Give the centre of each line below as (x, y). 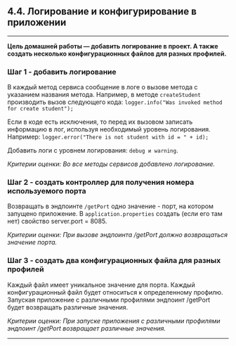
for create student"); (40, 109)
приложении (37, 23)
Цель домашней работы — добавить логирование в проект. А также (113, 46)
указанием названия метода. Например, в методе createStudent (104, 95)
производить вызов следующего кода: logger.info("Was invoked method (115, 102)
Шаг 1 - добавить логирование (62, 72)
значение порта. (32, 243)
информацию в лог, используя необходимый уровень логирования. (109, 129)
